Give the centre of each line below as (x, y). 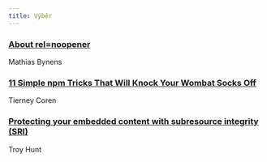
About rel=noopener (50, 44)
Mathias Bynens (35, 62)
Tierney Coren (32, 100)
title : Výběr (30, 16)
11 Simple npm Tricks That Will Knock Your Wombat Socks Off (133, 83)
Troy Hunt (25, 149)
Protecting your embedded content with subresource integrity (133, 122)
